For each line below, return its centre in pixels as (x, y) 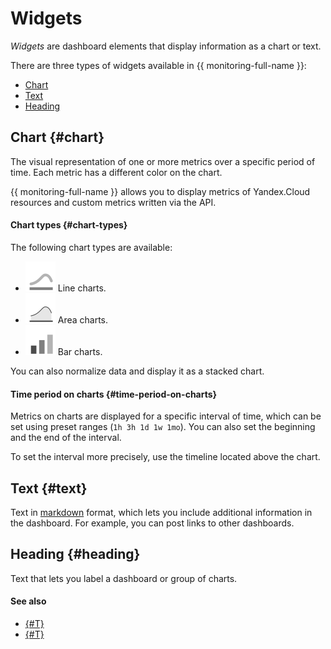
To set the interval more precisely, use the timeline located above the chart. (165, 457)
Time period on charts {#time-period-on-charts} (114, 394)
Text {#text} (49, 488)
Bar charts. (80, 351)
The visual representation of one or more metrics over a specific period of (163, 161)
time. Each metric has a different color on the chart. (116, 172)
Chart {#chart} (57, 137)
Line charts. (82, 288)
